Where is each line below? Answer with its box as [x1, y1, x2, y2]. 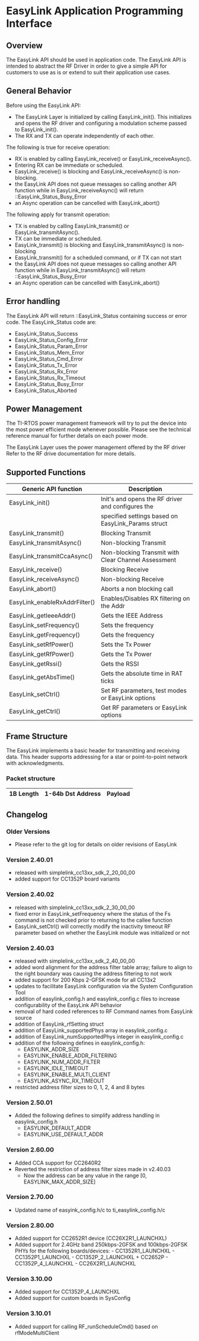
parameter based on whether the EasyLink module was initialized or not [14, 929, 190, 936]
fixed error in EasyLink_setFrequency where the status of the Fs [14, 910, 171, 917]
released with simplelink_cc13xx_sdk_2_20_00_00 [14, 869, 135, 877]
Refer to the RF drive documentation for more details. [6, 450, 136, 457]
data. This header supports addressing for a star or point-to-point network [6, 753, 188, 761]
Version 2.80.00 [6, 1221, 54, 1229]
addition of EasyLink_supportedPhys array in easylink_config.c [14, 1026, 168, 1034]
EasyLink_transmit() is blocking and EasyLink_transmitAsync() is [14, 241, 172, 248]
